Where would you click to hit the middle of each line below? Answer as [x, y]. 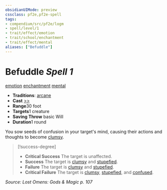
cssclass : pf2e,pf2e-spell [33, 14]
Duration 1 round [29, 122]
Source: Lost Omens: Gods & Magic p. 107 [49, 182]
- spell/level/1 [22, 28]
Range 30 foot [27, 106]
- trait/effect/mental [29, 42]
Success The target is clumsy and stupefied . [71, 161]
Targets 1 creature [31, 111]
